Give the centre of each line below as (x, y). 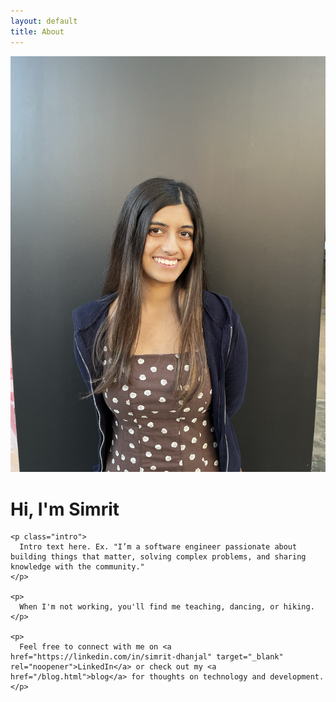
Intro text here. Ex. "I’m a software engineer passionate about (158, 547)
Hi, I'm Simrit (65, 509)
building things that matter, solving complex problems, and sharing (158, 557)
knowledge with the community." (77, 567)
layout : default (44, 21)
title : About (37, 31)
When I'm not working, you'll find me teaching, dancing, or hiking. (167, 607)
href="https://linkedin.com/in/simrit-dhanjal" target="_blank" (147, 657)
